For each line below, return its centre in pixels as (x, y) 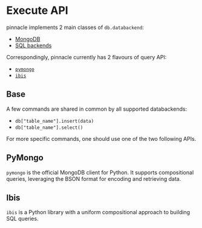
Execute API (37, 11)
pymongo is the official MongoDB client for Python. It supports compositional (100, 172)
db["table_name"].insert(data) (54, 121)
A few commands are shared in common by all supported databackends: (97, 109)
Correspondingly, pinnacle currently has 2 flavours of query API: (86, 57)
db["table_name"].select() (49, 128)
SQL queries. (22, 219)
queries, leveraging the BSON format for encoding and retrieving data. (94, 178)
